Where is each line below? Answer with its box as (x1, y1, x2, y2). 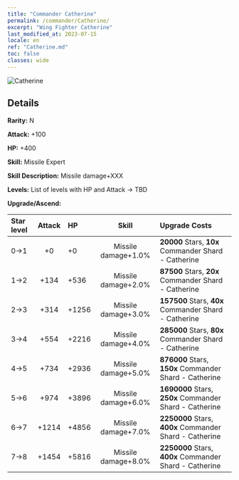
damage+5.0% (100, 368, 151, 378)
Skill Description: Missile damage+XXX (7, 171, 124, 180)
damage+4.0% (100, 338, 151, 348)
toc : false (7, 51, 40, 58)
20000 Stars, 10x (159, 237, 220, 247)
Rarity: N (7, 116, 34, 125)
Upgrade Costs (159, 220, 212, 230)
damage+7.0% (100, 427, 151, 436)
